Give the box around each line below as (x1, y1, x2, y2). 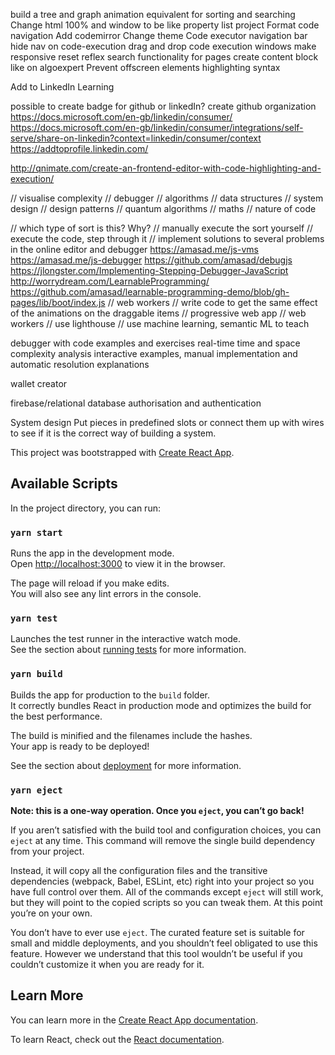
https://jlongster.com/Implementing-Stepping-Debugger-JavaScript (10, 265, 289, 276)
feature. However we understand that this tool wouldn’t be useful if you (10, 948, 303, 959)
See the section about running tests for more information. (10, 644, 247, 656)
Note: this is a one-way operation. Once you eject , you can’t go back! (10, 805, 305, 816)
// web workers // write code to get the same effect (107, 297, 318, 308)
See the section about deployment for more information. (10, 759, 242, 771)
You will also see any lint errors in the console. (10, 588, 202, 600)
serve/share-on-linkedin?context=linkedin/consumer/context (10, 132, 262, 144)
